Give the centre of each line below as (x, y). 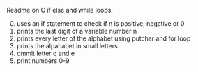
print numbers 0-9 (43, 61)
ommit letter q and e (45, 53)
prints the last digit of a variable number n (77, 31)
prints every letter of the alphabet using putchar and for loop (104, 38)
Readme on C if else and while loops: (60, 10)
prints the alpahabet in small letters (67, 46)
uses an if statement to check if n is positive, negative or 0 (100, 23)
